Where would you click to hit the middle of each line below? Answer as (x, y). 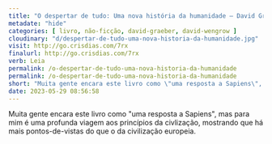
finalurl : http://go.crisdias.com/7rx (74, 53)
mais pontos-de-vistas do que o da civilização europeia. (102, 131)
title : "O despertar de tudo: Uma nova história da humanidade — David (132, 16)
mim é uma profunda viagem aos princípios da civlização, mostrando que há (136, 123)
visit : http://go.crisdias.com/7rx (68, 46)
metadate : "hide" (38, 23)
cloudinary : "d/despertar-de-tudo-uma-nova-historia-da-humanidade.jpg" (134, 38)
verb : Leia (27, 61)
